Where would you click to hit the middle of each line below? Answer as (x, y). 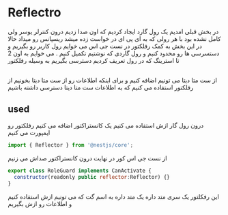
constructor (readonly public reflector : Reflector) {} (92, 177)
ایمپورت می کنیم (29, 133)
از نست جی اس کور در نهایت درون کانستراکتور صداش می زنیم (87, 158)
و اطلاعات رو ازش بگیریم (40, 203)
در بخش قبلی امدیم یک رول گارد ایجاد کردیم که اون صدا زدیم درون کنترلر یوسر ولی (113, 31)
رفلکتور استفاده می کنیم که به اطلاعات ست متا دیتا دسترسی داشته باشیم (101, 87)
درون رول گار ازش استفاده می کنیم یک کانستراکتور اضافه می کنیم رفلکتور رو (106, 126)
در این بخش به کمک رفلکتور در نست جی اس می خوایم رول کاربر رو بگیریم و (105, 46)
